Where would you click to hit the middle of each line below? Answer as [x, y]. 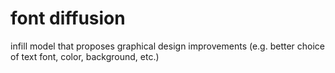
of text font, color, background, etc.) [85, 56]
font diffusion [68, 18]
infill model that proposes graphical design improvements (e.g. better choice [168, 46]
